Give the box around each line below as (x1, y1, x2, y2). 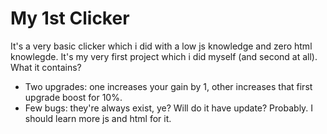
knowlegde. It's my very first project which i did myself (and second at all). (10, 50, 318, 62)
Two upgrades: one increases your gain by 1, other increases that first (24, 80, 313, 92)
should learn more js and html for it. (24, 112, 172, 124)
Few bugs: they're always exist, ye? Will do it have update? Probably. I (24, 102, 314, 114)
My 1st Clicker (10, 7, 130, 30)
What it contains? (10, 61, 82, 73)
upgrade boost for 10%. (24, 91, 123, 103)
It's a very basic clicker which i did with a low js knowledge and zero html (10, 40, 313, 52)
